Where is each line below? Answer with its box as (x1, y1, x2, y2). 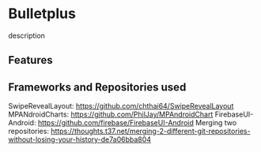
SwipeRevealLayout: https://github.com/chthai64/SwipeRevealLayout (8, 102, 234, 111)
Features (8, 54, 53, 67)
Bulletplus (8, 5, 77, 23)
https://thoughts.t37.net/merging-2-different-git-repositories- (51, 127, 251, 136)
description (8, 31, 46, 40)
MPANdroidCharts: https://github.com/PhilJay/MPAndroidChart (8, 109, 214, 119)
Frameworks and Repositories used (8, 80, 187, 94)
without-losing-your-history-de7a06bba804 (8, 135, 152, 144)
